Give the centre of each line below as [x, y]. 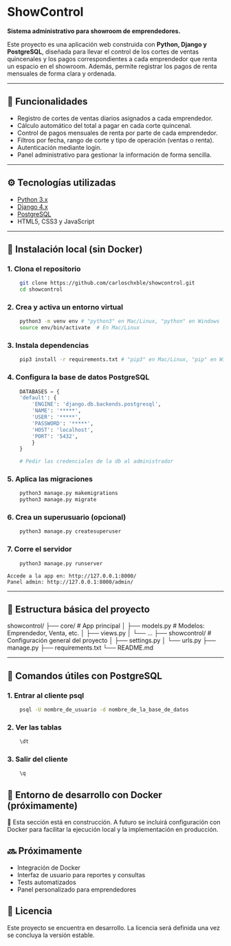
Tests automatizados [47, 882]
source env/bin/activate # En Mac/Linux [79, 328]
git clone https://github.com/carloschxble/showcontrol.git [107, 283]
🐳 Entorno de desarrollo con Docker [85, 795]
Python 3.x [32, 199]
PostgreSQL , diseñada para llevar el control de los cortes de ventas [103, 52]
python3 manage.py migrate [58, 500]
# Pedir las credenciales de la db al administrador [97, 461]
